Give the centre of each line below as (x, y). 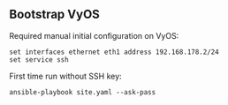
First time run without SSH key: (65, 76)
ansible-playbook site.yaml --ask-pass (83, 92)
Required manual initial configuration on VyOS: (94, 35)
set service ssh (39, 60)
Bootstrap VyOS (54, 15)
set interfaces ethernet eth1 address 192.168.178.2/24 (114, 52)
